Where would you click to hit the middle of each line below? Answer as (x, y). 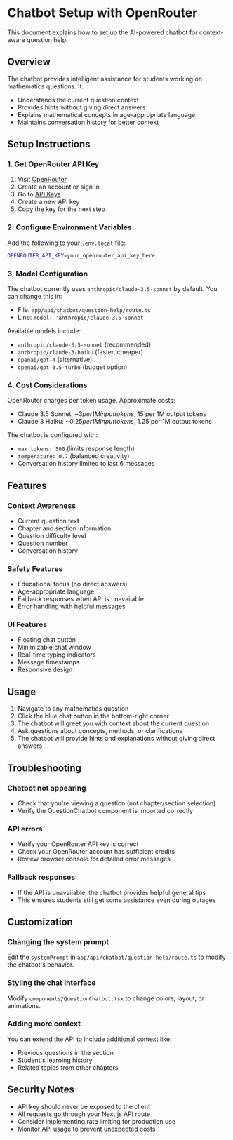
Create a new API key (48, 202)
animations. (24, 1005)
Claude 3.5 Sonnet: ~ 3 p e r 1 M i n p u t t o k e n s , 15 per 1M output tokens (112, 414)
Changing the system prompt (58, 941)
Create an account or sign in (58, 187)
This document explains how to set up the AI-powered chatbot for (102, 32)
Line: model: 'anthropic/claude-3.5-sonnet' (82, 317)
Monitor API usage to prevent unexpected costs (86, 1129)
